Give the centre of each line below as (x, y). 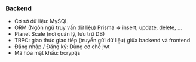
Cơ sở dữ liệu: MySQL (41, 21)
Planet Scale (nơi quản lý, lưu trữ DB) (59, 34)
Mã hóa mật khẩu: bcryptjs (47, 53)
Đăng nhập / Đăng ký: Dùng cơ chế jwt (62, 46)
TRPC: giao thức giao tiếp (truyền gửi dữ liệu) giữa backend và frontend (102, 41)
